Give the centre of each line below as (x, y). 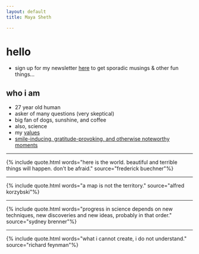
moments (26, 145)
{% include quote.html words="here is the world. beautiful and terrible (92, 162)
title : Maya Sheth (29, 17)
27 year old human (38, 107)
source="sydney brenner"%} (41, 222)
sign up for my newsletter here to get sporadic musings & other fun (97, 68)
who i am (23, 93)
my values (27, 133)
